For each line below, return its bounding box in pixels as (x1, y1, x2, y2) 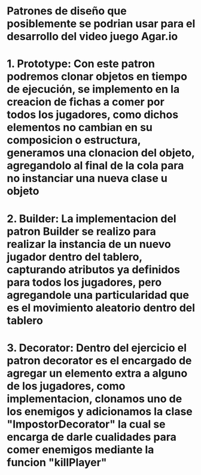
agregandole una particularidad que (7, 288, 189, 302)
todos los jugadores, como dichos (7, 108, 179, 122)
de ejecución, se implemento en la (7, 83, 180, 96)
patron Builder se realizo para (7, 225, 156, 238)
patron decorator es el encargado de (7, 353, 192, 367)
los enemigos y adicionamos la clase (7, 404, 193, 418)
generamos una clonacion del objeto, (7, 146, 195, 160)
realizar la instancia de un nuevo (7, 237, 171, 251)
